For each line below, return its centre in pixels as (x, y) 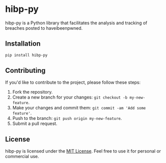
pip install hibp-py (27, 55)
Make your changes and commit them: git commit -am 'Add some (79, 108)
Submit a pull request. (35, 124)
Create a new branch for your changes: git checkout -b (70, 97)
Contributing (25, 71)
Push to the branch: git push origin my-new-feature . (67, 118)
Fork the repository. (33, 92)
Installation (23, 44)
